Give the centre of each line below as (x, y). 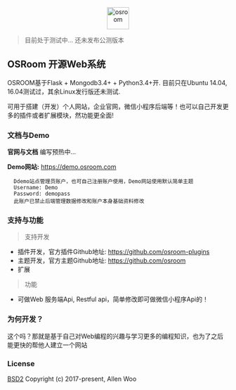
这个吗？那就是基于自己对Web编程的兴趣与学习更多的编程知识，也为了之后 (115, 336)
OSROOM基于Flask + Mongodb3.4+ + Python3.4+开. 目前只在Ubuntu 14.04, (117, 82)
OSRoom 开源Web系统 (57, 64)
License (21, 363)
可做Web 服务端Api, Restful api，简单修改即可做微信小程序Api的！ (113, 299)
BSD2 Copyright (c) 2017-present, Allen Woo (72, 379)
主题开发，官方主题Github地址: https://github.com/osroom (101, 260)
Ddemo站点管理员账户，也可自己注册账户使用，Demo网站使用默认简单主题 (104, 182)
